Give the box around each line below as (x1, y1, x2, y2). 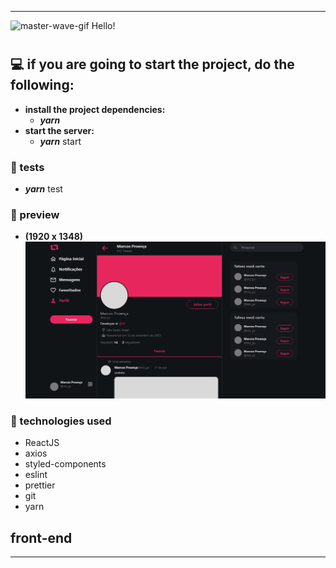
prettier (24, 479, 56, 491)
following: (10, 77, 75, 94)
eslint (24, 469, 48, 481)
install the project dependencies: (24, 103, 166, 115)
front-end (10, 529, 73, 546)
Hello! (91, 20, 116, 31)
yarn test (24, 182, 63, 195)
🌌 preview (10, 207, 60, 221)
